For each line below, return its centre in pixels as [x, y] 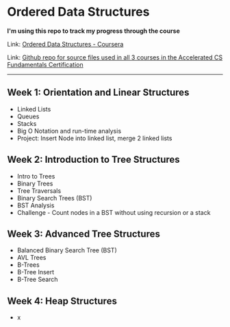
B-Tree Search [37, 279]
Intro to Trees [36, 176]
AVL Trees [31, 258]
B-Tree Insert [36, 272]
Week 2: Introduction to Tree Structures [93, 160]
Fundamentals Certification [45, 64]
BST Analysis [36, 205]
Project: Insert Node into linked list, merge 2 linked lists [94, 138]
